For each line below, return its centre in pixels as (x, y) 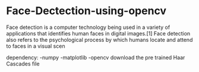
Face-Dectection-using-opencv (86, 11)
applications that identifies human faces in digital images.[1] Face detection (98, 33)
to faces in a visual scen (36, 46)
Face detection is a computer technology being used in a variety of (88, 27)
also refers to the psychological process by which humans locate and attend (99, 40)
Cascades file (23, 64)
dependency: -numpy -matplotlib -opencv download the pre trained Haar (96, 57)
